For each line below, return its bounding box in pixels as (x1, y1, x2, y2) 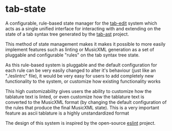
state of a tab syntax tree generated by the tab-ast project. (5, 31, 130, 37)
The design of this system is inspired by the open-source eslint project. (5, 120, 156, 126)
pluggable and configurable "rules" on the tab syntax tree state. (5, 52, 140, 58)
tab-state (5, 3, 46, 15)
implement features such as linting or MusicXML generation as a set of (5, 46, 155, 52)
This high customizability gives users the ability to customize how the (5, 88, 152, 94)
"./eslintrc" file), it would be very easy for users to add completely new (5, 72, 154, 79)
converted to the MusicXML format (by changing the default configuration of (5, 99, 167, 105)
